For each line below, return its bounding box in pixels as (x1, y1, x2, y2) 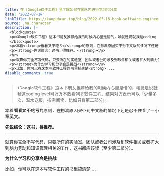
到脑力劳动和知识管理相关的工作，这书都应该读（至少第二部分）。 (5, 145, 136, 151)
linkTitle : (5, 16, 27, 21)
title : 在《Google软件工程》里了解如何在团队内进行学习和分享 (5, 7, 117, 12)
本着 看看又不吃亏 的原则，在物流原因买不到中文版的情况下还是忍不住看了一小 (5, 107, 159, 113)
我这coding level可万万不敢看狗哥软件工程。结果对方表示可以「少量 (17, 91, 153, 97)
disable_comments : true (5, 71, 54, 76)
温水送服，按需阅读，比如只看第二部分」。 (25, 97, 109, 103)
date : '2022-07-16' (5, 12, 45, 17)
